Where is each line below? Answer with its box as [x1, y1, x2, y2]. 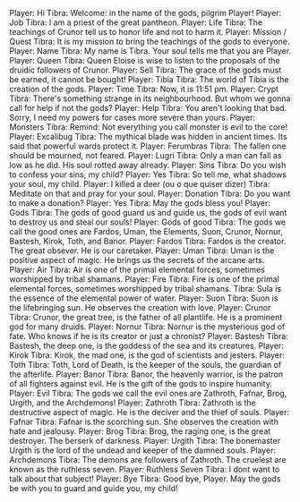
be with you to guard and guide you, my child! [9, 483, 178, 493]
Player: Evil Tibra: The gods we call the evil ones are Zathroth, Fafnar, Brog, [9, 388, 287, 398]
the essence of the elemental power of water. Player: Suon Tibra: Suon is [9, 293, 279, 303]
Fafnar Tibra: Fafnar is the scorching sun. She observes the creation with [9, 416, 279, 427]
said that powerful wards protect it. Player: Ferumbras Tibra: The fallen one [9, 140, 287, 151]
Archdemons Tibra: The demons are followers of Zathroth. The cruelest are [9, 455, 287, 464]
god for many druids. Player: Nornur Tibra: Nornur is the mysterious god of [9, 321, 286, 332]
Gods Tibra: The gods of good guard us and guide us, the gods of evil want [9, 208, 287, 217]
